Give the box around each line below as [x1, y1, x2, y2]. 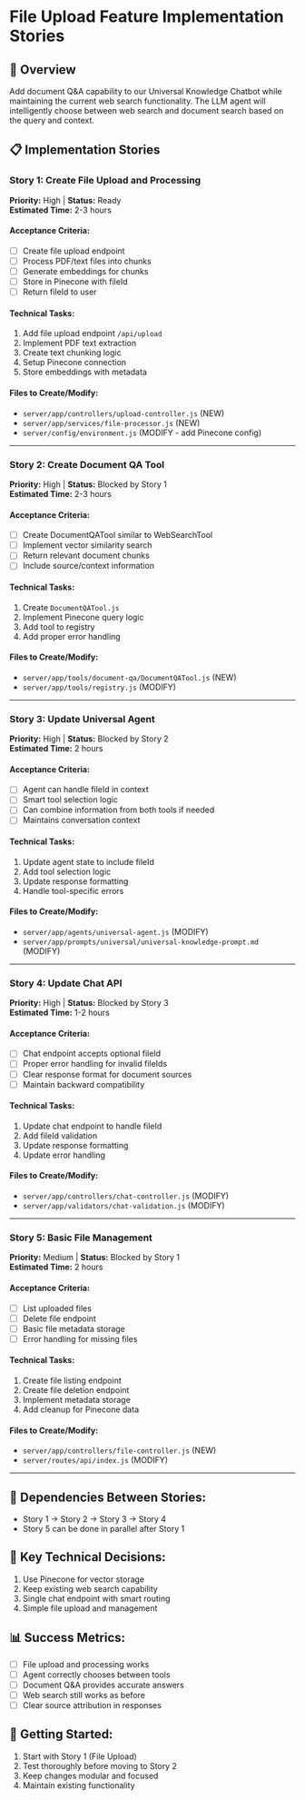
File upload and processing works [22, 1658, 150, 1669]
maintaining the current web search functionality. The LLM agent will [9, 95, 266, 106]
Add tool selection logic [22, 866, 112, 877]
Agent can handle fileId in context [22, 784, 150, 795]
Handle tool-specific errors [22, 885, 124, 896]
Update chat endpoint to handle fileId [22, 1120, 162, 1131]
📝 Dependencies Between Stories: [9, 1489, 207, 1505]
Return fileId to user [22, 286, 97, 297]
